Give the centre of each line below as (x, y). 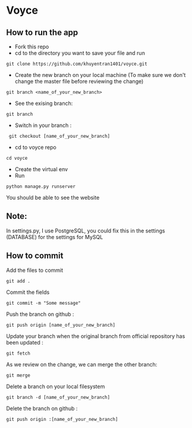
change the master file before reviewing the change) (79, 81)
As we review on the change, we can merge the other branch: (82, 364)
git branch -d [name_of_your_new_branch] (58, 397)
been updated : (25, 342)
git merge (18, 375)
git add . (18, 281)
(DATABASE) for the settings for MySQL (55, 237)
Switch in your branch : (43, 125)
